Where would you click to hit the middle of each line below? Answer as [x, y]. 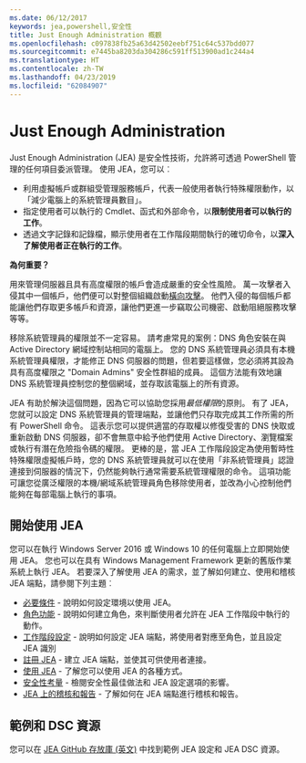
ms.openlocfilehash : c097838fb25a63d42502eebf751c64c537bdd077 [132, 43]
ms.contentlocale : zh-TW [56, 69]
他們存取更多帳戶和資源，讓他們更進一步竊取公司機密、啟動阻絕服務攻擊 [161, 307]
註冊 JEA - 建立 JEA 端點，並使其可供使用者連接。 [117, 660]
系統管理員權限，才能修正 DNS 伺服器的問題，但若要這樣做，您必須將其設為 [152, 361]
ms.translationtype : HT [55, 60]
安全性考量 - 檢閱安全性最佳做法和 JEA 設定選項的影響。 [128, 683]
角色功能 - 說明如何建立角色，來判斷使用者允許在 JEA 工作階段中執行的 [156, 614]
